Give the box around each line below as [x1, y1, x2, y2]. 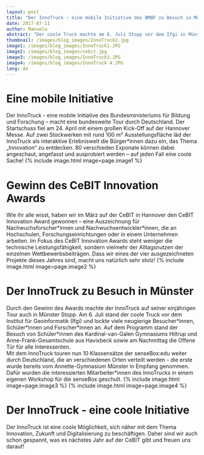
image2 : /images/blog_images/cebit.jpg [6, 49, 107, 55]
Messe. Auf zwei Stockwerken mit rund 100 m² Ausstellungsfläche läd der [6, 131, 191, 139]
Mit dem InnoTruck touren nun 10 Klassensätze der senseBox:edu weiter [6, 350, 187, 357]
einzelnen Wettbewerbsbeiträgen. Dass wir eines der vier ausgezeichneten [6, 250, 194, 257]
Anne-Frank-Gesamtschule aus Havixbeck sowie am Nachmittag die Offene [6, 337, 195, 344]
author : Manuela [6, 26, 47, 32]
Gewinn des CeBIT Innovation [6, 178, 159, 192]
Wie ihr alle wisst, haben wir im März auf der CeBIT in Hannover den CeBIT [6, 211, 194, 219]
